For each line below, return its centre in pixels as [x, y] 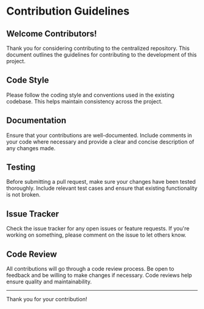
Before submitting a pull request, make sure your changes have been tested [101, 182]
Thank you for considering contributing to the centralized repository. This [98, 48]
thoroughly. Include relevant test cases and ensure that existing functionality [102, 188]
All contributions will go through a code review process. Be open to [90, 269]
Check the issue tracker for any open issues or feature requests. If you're [98, 229]
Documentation [36, 121]
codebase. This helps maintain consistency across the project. [84, 101]
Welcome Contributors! [52, 34]
